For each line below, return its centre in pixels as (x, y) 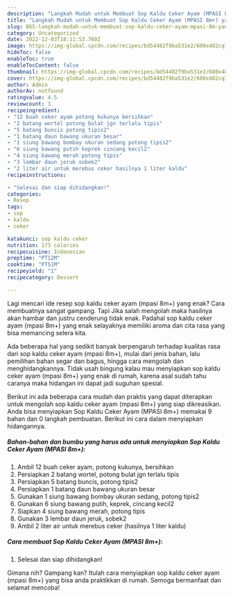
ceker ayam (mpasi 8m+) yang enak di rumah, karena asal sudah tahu (107, 376)
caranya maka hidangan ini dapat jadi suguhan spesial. (86, 383)
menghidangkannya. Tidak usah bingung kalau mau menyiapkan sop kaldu (114, 368)
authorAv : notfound (35, 91)
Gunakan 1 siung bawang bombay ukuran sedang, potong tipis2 (108, 496)
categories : (24, 194)
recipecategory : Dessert (43, 278)
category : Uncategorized (43, 33)
